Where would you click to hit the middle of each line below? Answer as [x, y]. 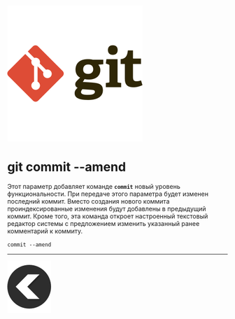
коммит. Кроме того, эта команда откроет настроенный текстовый [108, 216]
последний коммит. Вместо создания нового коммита [88, 201]
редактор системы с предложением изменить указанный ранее [104, 223]
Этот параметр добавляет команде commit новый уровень [94, 186]
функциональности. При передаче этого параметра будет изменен [108, 194]
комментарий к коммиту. [45, 231]
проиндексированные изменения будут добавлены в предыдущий [107, 208]
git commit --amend [67, 167]
